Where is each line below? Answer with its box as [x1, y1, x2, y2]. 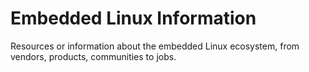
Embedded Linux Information [10, 7, 257, 30]
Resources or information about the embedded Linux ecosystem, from [10, 40, 300, 52]
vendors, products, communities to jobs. [10, 50, 177, 62]
